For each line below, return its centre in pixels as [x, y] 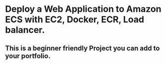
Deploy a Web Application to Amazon [83, 9]
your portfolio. [28, 56]
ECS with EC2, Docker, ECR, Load [75, 19]
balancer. [25, 30]
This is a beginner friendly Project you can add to [83, 48]
